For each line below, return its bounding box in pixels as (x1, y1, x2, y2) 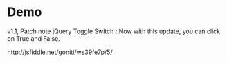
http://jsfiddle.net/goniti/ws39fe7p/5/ (7, 48, 113, 56)
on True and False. (7, 34, 60, 42)
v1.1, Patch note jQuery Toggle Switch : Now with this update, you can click (7, 27, 221, 35)
